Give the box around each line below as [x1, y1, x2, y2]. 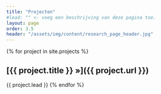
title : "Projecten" [6, 8, 56, 15]
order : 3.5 [6, 25, 34, 32]
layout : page [6, 20, 39, 26]
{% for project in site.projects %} [6, 48, 89, 55]
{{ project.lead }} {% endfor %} [6, 81, 84, 88]
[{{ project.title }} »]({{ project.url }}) [6, 65, 149, 75]
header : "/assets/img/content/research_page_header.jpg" [6, 31, 154, 37]
